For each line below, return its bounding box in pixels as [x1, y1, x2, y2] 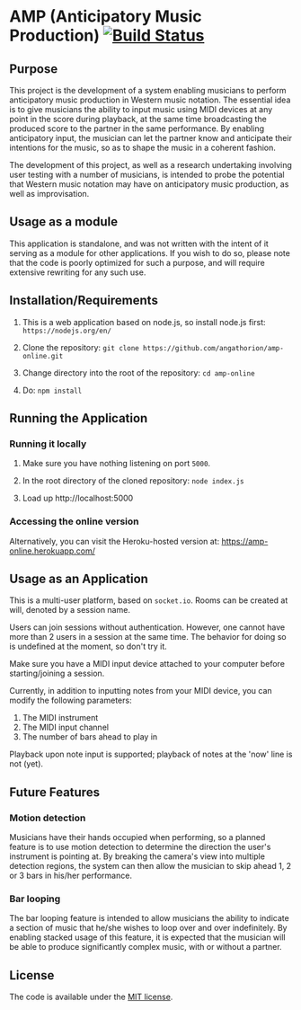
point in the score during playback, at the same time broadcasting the [9, 114, 267, 124]
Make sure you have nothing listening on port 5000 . [22, 458, 211, 469]
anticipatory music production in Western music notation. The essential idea [9, 94, 291, 105]
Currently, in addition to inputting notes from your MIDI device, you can [9, 686, 272, 696]
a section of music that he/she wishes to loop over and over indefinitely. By [9, 923, 288, 934]
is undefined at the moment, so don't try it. [9, 641, 168, 652]
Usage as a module [9, 214, 119, 230]
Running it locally [9, 438, 87, 450]
